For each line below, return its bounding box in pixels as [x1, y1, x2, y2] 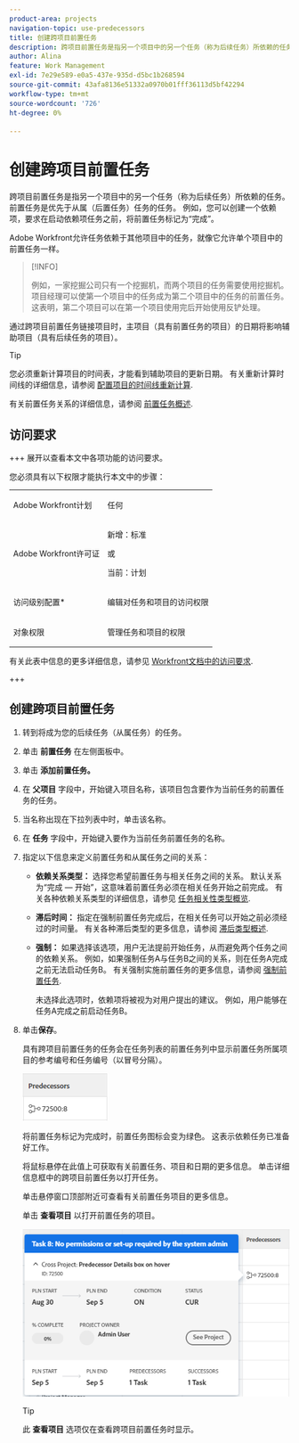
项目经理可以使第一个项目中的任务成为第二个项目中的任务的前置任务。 [30, 291, 289, 302]
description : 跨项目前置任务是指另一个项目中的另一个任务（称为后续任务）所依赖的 [9, 43, 280, 52]
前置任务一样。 [9, 243, 64, 254]
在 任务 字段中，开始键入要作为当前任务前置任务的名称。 [21, 832, 230, 843]
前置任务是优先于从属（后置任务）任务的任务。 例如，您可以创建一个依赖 [9, 202, 277, 213]
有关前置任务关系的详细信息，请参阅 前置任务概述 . [9, 398, 193, 409]
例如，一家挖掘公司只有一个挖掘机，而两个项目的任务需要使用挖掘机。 [30, 280, 289, 291]
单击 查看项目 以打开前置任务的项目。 [21, 1209, 160, 1220]
